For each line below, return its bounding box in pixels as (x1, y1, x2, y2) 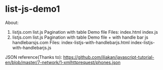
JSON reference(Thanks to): (5, 54, 62, 60)
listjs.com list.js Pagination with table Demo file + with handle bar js (12, 34, 149, 40)
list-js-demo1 (5, 3, 60, 15)
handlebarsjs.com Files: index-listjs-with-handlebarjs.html (12, 39, 130, 45)
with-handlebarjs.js (12, 45, 52, 50)
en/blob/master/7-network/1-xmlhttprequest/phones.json (5, 59, 121, 65)
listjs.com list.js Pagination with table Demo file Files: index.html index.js (12, 29, 158, 35)
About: (5, 20, 19, 25)
